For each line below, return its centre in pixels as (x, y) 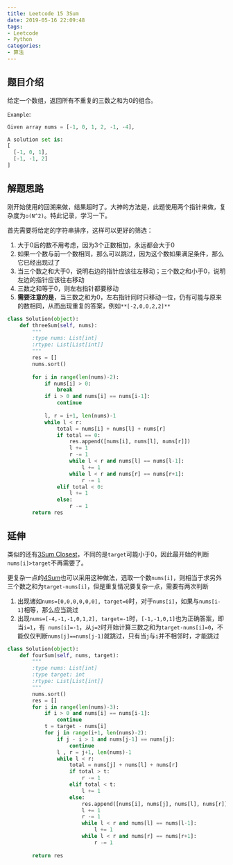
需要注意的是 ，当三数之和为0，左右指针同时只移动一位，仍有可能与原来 (119, 297)
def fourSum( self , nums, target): (69, 655)
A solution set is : (35, 140)
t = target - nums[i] (76, 727)
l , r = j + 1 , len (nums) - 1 (94, 752)
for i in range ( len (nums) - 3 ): (76, 707)
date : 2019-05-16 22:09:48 (46, 20)
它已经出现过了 (38, 262)
